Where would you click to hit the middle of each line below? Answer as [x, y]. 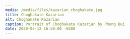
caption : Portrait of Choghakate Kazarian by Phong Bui [65, 24]
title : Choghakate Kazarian [35, 15]
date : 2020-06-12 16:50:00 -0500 [40, 29]
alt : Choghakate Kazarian [32, 19]
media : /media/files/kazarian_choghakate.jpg [54, 10]
